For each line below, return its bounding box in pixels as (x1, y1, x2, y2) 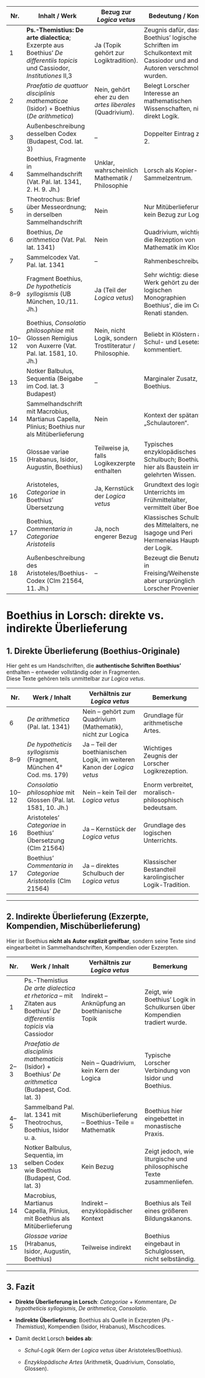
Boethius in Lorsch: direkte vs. (6, 608, 164, 622)
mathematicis (24, 1055, 64, 1063)
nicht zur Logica (82, 730, 129, 738)
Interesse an (143, 89, 179, 97)
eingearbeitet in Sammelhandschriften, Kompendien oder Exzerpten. (6, 943, 179, 951)
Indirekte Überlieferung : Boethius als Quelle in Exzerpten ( (15, 1316, 164, 1324)
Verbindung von (144, 1066, 190, 1075)
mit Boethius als (24, 1214, 70, 1222)
